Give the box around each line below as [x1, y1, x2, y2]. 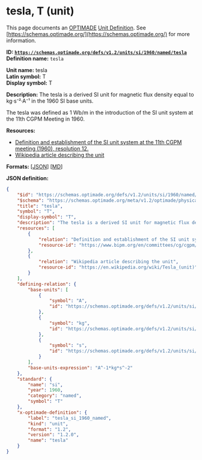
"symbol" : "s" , [49, 342, 87, 349]
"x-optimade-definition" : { [17, 410, 87, 416]
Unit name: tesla [6, 66, 48, 73]
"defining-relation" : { [17, 281, 77, 287]
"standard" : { [17, 376, 52, 382]
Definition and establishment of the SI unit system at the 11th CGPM [14, 138, 182, 145]
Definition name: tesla [6, 55, 64, 62]
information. [6, 37, 37, 44]
